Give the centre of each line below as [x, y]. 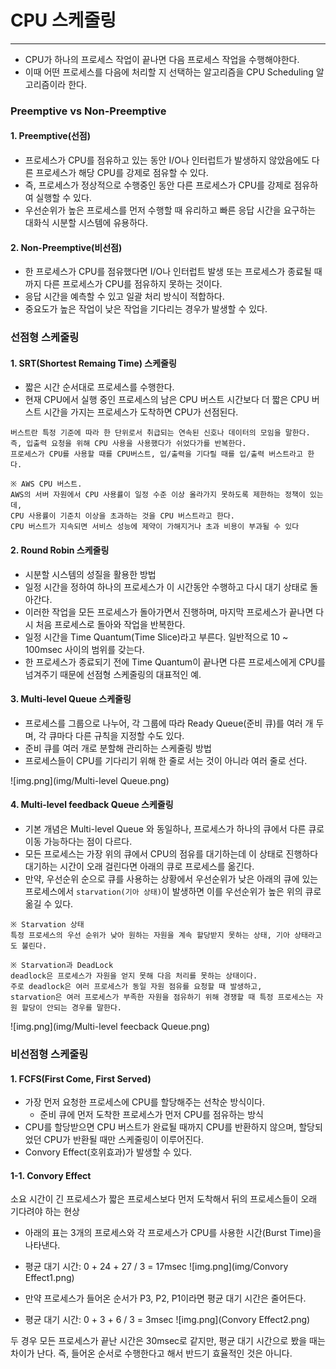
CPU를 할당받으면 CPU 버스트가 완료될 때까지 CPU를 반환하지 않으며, [160, 1127]
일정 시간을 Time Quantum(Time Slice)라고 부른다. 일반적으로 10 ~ [156, 637]
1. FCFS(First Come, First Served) [81, 1078]
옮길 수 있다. [49, 904]
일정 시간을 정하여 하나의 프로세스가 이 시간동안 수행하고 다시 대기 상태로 [166, 587]
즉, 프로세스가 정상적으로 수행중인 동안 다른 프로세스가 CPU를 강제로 [158, 185]
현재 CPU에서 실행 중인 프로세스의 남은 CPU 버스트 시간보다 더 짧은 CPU [167, 400]
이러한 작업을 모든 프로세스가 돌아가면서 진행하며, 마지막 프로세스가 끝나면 [169, 612]
